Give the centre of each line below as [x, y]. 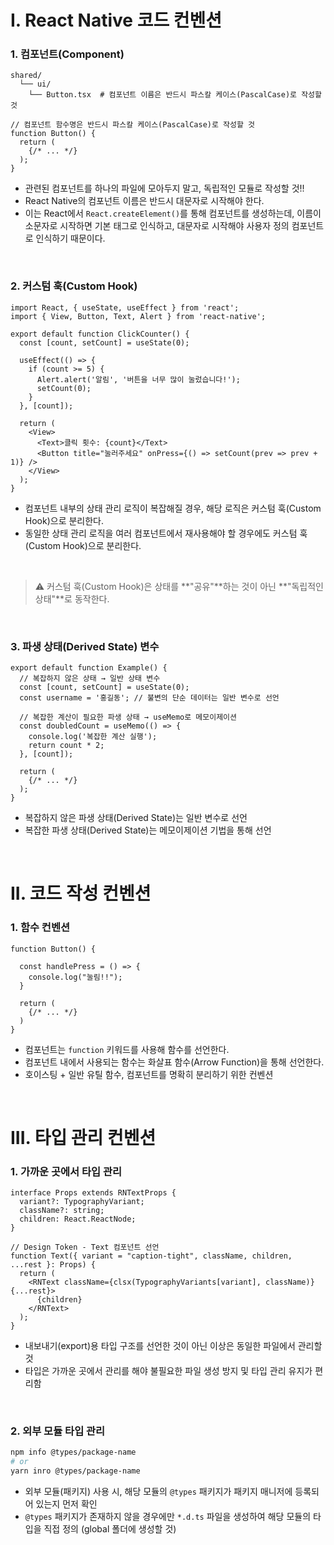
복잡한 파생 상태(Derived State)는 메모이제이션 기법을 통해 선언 [148, 830]
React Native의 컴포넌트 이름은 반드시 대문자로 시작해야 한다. [144, 201]
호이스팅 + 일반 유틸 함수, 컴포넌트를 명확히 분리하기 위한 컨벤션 [149, 1074]
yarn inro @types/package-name [75, 1471]
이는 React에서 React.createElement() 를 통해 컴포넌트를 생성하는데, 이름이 [173, 213]
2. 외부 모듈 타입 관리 [58, 1431]
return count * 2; [66, 746]
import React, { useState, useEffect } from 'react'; [125, 307]
